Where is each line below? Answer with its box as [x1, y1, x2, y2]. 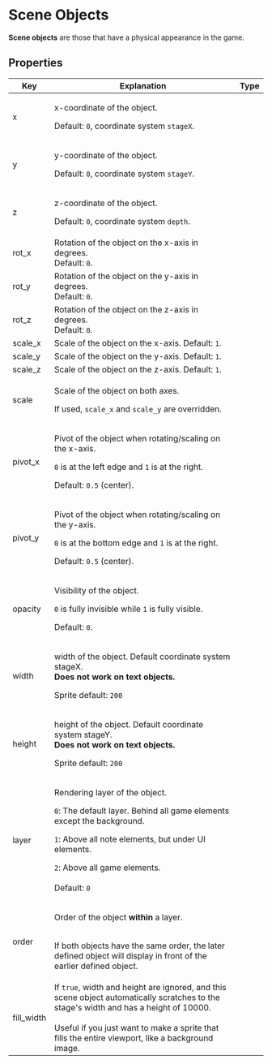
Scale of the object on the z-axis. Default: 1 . [53, 364, 222, 375]
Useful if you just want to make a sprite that [53, 1022, 219, 1033]
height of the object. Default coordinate [53, 718, 204, 730]
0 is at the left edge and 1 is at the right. [53, 461, 204, 472]
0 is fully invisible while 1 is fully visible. [53, 603, 203, 614]
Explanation [119, 80, 167, 91]
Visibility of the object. [53, 584, 139, 596]
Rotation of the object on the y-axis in [53, 270, 199, 282]
